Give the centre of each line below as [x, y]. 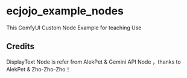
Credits [21, 46]
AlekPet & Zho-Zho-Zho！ [39, 69]
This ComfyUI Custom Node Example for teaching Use [74, 28]
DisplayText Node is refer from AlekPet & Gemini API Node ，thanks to [93, 62]
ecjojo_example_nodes [65, 11]
